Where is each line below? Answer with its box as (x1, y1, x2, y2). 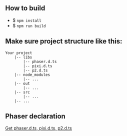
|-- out (14, 81, 30, 86)
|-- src (14, 89, 30, 94)
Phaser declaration (5, 112, 66, 120)
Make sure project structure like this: (5, 37, 122, 45)
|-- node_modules (14, 72, 50, 77)
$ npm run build (12, 22, 46, 28)
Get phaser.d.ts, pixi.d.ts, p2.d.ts (5, 125, 72, 131)
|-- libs (14, 54, 32, 59)
